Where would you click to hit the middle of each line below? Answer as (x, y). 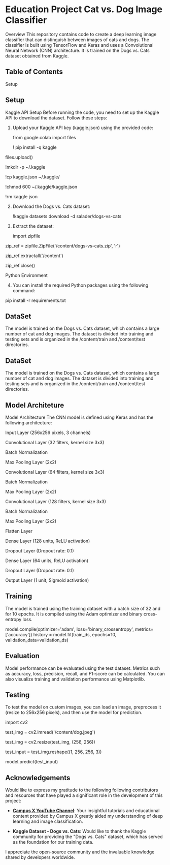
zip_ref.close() (20, 265)
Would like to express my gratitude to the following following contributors (82, 790)
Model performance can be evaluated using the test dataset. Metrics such (83, 668)
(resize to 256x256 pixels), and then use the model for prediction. (74, 713)
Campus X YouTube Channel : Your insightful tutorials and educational (86, 811)
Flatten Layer (19, 531)
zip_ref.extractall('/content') (34, 256)
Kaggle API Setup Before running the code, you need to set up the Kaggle (82, 112)
